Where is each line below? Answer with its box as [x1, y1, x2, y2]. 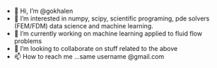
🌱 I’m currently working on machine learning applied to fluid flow [13, 29, 203, 38]
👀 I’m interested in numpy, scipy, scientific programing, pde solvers [13, 14, 210, 23]
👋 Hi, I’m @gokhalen [13, 7, 74, 15]
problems [13, 37, 42, 45]
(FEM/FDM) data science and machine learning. [13, 22, 153, 30]
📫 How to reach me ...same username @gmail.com [13, 52, 165, 60]
